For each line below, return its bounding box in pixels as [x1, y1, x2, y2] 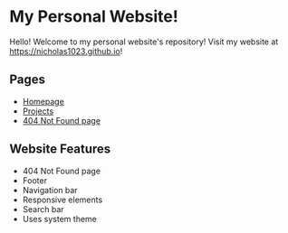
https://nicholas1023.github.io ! [9, 45, 123, 56]
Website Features [9, 142, 111, 157]
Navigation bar [22, 184, 79, 195]
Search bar [22, 203, 65, 214]
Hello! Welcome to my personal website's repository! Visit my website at [9, 36, 279, 47]
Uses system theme [22, 213, 97, 224]
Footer [22, 174, 48, 186]
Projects [22, 106, 54, 116]
